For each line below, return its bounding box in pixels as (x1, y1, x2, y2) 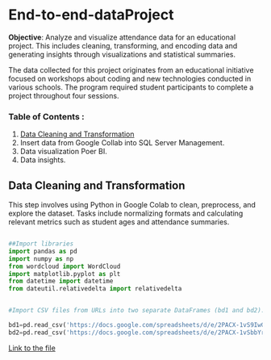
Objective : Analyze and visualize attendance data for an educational (8, 32, 236, 42)
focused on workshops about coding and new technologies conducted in (8, 73, 252, 83)
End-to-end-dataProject (8, 6, 174, 24)
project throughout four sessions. (8, 90, 119, 100)
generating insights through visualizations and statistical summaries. (8, 49, 236, 59)
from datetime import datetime (8, 277, 114, 286)
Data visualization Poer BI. (19, 147, 107, 157)
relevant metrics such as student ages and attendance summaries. (8, 217, 230, 227)
